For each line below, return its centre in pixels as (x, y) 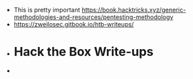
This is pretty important (47, 10)
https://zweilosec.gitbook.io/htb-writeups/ (74, 24)
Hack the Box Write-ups (83, 52)
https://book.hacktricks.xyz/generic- (134, 10)
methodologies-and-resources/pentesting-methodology (93, 17)
